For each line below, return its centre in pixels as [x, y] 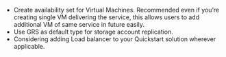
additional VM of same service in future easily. [79, 24]
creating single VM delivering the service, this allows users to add [106, 17]
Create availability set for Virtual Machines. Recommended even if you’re [116, 10]
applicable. [29, 46]
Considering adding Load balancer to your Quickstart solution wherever [115, 39]
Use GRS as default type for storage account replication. [93, 32]
